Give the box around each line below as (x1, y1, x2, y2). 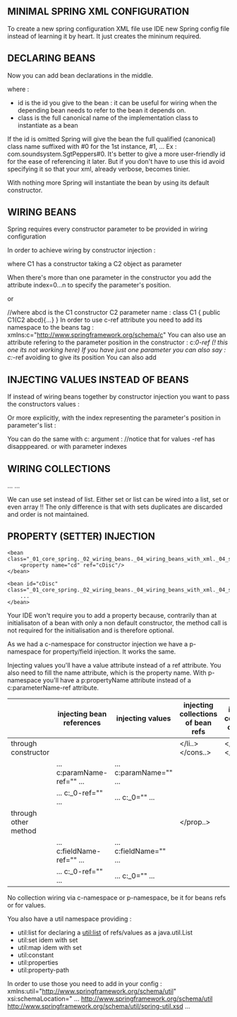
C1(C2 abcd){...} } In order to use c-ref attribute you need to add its (7, 315, 202, 324)
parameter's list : (7, 421, 56, 430)
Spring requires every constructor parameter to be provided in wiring (7, 225, 208, 234)
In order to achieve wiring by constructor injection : (7, 246, 156, 255)
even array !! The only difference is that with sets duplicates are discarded (7, 503, 224, 511)
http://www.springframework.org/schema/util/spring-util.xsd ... (7, 1001, 190, 1010)
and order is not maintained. (7, 510, 90, 519)
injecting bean (57, 709, 107, 718)
